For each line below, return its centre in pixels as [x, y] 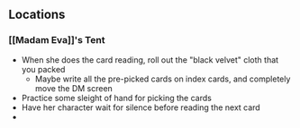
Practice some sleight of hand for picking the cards [117, 98]
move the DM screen [74, 88]
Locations [37, 15]
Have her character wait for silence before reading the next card [141, 107]
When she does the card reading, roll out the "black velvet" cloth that [150, 60]
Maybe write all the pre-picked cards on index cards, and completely [163, 79]
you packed [43, 69]
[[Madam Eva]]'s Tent [57, 40]
